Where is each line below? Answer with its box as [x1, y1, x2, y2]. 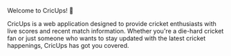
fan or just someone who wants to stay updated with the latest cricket [7, 34, 206, 42]
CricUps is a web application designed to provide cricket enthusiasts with [7, 20, 216, 27]
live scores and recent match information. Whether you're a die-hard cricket [7, 27, 224, 35]
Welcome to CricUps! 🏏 [7, 7, 74, 14]
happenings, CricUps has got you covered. [7, 42, 129, 49]
